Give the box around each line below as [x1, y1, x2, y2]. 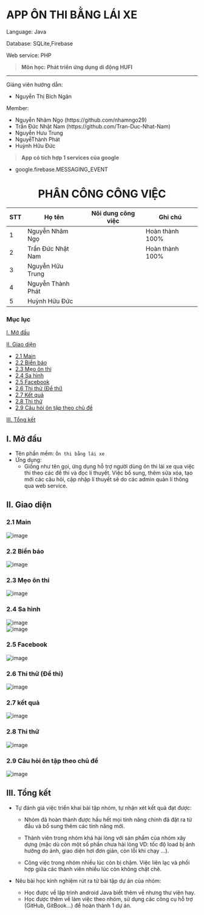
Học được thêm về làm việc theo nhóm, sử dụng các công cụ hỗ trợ [24, 895, 193, 902]
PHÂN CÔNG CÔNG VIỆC [38, 187, 166, 201]
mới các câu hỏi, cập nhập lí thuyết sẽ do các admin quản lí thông [24, 475, 189, 482]
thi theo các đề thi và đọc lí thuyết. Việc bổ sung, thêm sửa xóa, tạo [24, 469, 193, 476]
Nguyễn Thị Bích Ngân [15, 92, 72, 100]
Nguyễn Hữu [27, 262, 64, 270]
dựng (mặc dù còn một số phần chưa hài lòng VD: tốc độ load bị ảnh [24, 840, 195, 847]
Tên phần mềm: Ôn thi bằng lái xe [15, 450, 105, 457]
